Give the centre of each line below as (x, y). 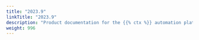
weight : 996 (21, 28)
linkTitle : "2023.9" (32, 17)
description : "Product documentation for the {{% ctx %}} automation (94, 22)
